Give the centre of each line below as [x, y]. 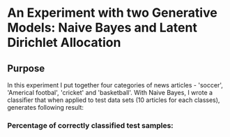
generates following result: [46, 107]
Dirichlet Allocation [64, 43]
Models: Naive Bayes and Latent [102, 28]
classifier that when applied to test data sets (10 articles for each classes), [114, 100]
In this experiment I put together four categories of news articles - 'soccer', [115, 85]
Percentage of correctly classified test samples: [91, 125]
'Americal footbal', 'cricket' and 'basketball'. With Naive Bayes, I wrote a [110, 93]
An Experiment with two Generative [112, 13]
